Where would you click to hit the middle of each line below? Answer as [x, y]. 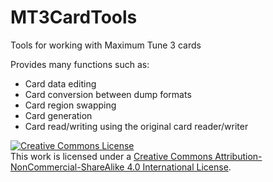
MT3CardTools [74, 17]
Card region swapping [70, 105]
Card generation [58, 115]
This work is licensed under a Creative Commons [111, 156]
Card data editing [60, 83]
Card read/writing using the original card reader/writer [136, 126]
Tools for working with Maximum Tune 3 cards [106, 45]
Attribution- [238, 156]
